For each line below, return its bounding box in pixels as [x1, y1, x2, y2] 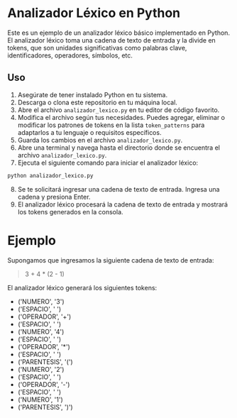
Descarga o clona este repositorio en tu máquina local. [17, 98, 177, 106]
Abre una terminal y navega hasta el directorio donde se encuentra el [17, 143, 220, 152]
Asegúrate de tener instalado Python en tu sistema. [17, 90, 168, 99]
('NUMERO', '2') [17, 365, 65, 373]
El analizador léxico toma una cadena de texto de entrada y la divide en [7, 35, 216, 44]
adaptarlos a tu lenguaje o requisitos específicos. [17, 128, 162, 136]
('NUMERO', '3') [17, 297, 65, 306]
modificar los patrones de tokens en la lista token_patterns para [17, 121, 205, 129]
